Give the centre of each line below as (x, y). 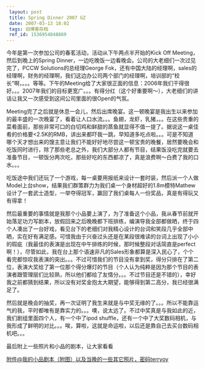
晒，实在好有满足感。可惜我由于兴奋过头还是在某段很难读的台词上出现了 (97, 237)
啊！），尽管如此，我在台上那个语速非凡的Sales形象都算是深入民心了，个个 (100, 252)
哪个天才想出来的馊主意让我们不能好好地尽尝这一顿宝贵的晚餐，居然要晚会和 (103, 142)
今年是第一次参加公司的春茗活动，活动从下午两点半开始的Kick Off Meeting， (102, 53)
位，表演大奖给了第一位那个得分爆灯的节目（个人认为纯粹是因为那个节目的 (100, 267)
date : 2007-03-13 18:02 (39, 23)
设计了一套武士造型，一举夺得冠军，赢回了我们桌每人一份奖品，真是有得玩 (100, 193)
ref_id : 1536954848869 (38, 35)
